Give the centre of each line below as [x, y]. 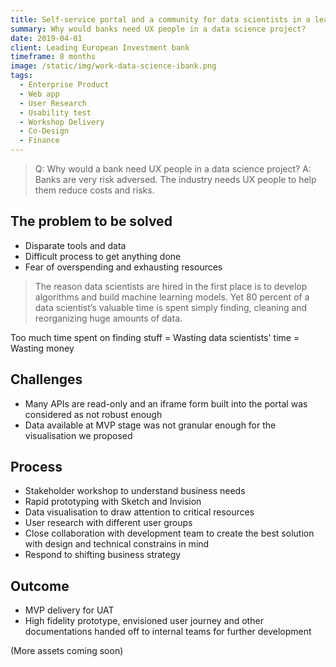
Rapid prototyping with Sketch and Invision [113, 502]
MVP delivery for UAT [69, 610]
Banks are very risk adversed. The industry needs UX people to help [175, 179]
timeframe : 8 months [53, 57]
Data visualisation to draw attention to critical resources [139, 512]
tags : [21, 76]
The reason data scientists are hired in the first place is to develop [171, 286]
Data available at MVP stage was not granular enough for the [150, 425]
